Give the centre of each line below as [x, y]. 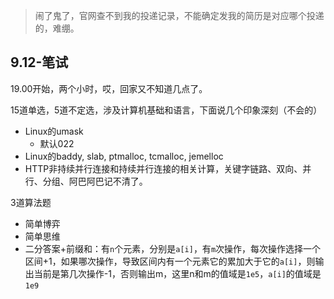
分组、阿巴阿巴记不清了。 [95, 181]
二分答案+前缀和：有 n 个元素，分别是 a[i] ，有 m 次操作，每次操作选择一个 [173, 248]
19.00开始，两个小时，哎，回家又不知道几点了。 [109, 88]
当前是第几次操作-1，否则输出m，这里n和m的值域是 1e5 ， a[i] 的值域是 [177, 273]
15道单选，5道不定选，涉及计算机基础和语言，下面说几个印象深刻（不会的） [166, 110]
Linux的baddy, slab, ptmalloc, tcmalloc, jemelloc [124, 156]
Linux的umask [54, 131]
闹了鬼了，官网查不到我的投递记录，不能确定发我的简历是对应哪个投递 [179, 15]
